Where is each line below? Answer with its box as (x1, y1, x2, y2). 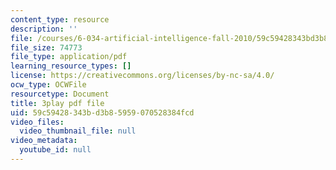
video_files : (10, 117, 65, 127)
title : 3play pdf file (10, 98, 105, 108)
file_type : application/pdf (10, 52, 128, 62)
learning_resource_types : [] (10, 61, 132, 71)
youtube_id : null (19, 145, 92, 155)
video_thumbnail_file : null (19, 126, 137, 136)
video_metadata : (10, 136, 78, 146)
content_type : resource (10, 14, 110, 25)
